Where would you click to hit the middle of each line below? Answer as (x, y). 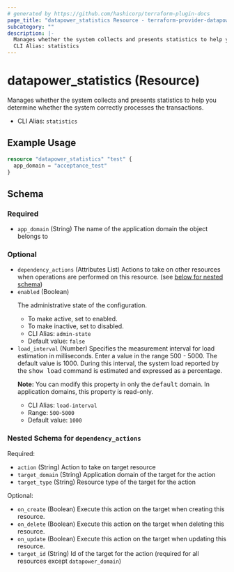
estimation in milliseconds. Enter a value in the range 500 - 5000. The (117, 356)
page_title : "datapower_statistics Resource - (76, 20)
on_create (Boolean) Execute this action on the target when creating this (121, 509)
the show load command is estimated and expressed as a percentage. (120, 371)
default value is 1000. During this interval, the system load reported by (118, 363)
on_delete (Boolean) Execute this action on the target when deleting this (121, 524)
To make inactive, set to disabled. (76, 326)
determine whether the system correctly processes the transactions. (106, 107)
